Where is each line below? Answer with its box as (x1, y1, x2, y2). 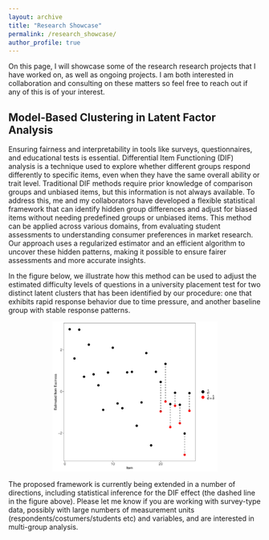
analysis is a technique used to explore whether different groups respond (8, 162, 251, 171)
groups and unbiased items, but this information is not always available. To (8, 188, 255, 197)
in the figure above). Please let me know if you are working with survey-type (8, 496, 261, 506)
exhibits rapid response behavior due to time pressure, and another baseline (8, 297, 261, 307)
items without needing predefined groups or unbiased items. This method (8, 213, 251, 223)
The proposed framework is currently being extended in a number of (8, 479, 235, 488)
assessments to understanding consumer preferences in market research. (8, 230, 254, 240)
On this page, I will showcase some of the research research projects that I (8, 61, 256, 72)
